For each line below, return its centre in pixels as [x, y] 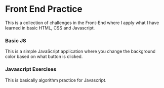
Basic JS [16, 40]
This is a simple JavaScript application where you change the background [80, 51]
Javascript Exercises [31, 69]
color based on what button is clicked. [44, 57]
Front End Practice [44, 9]
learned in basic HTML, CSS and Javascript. [50, 28]
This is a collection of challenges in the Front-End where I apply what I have [82, 23]
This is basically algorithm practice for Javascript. [56, 80]
